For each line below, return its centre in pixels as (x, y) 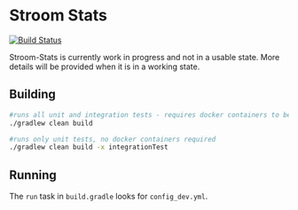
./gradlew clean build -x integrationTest (89, 147)
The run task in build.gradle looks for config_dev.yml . (109, 197)
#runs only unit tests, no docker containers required (113, 139)
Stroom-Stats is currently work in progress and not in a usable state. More (145, 57)
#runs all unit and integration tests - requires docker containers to (144, 115)
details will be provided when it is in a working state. (105, 66)
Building (32, 94)
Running (33, 175)
